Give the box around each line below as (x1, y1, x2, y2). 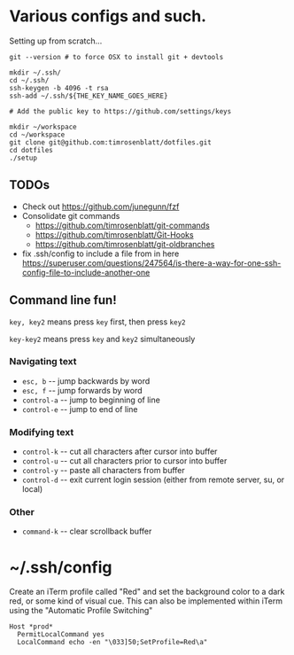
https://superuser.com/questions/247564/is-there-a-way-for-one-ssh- (21, 257, 282, 268)
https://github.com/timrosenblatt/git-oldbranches (35, 238, 215, 249)
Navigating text (9, 355, 77, 368)
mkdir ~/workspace (9, 122, 77, 131)
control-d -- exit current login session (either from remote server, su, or (21, 474, 285, 485)
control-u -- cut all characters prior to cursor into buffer (21, 456, 228, 466)
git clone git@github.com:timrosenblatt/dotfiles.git (9, 137, 213, 147)
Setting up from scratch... (9, 35, 103, 46)
